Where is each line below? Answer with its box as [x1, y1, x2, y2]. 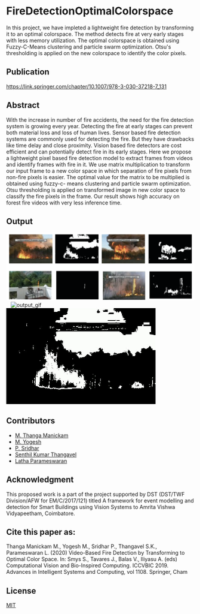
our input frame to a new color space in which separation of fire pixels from [6, 167, 192, 174]
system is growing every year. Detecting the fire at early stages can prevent [6, 122, 193, 130]
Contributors [6, 416, 56, 426]
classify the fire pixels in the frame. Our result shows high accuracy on [6, 192, 180, 200]
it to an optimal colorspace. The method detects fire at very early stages [6, 30, 184, 37]
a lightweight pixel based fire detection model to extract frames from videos [6, 154, 193, 161]
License [6, 586, 36, 596]
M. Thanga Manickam [14, 432, 69, 439]
